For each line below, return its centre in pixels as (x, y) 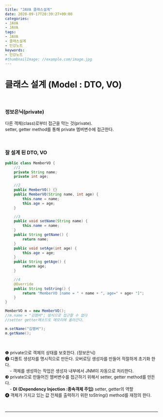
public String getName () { (41, 235)
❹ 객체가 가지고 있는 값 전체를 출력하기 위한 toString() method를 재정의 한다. (78, 395)
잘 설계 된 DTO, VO (26, 152)
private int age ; (31, 177)
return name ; (36, 239)
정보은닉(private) (25, 112)
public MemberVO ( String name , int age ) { (56, 195)
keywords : (15, 50)
